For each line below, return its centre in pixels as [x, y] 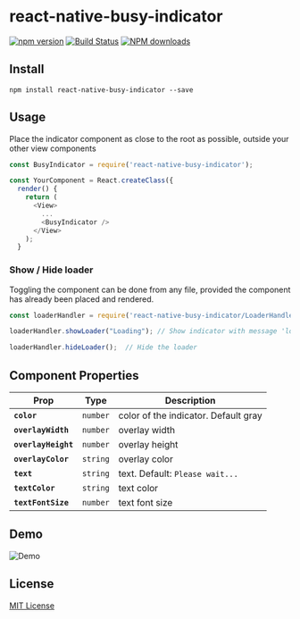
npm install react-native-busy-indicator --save [101, 90]
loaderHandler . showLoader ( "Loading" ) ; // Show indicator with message [143, 331]
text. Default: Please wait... [178, 473]
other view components [53, 148]
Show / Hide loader [51, 270]
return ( [42, 197]
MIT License [32, 606]
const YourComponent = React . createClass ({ [92, 180]
